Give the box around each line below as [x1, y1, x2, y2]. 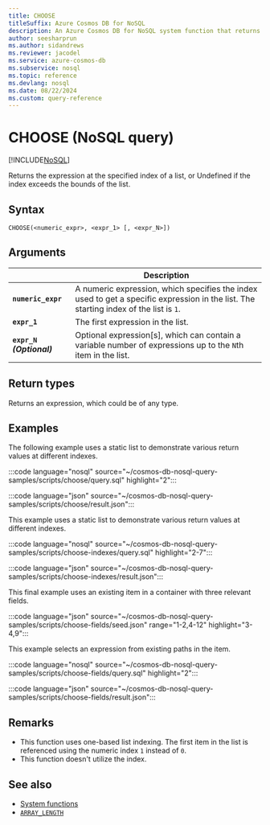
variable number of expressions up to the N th [75, 339, 244, 351]
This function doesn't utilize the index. [19, 754, 147, 764]
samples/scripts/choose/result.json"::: [8, 499, 135, 509]
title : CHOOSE [8, 11, 56, 20]
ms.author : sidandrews [8, 42, 84, 50]
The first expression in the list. [75, 316, 189, 327]
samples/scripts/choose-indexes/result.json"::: [8, 572, 163, 581]
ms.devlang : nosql [8, 79, 70, 87]
